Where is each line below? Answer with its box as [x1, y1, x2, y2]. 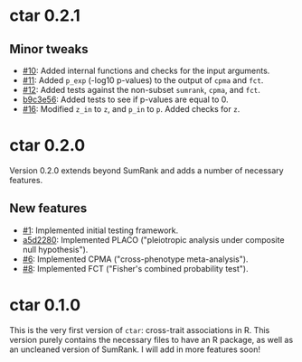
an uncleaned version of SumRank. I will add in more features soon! [9, 344, 260, 355]
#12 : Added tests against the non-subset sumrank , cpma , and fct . [22, 85, 260, 95]
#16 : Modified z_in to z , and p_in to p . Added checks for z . [22, 104, 241, 114]
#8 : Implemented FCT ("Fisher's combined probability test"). [22, 263, 249, 274]
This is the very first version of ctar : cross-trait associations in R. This [9, 324, 270, 335]
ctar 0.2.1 [9, 5, 81, 26]
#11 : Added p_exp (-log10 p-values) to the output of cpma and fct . [22, 75, 264, 86]
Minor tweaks [9, 42, 89, 57]
